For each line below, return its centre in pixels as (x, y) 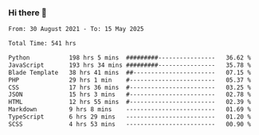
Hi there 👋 (28, 13)
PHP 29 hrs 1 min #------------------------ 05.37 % (129, 80)
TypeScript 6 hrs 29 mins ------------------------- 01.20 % (129, 117)
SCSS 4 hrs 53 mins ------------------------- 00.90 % (129, 124)
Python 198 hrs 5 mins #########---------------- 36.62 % (129, 58)
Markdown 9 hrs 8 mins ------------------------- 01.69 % (129, 110)
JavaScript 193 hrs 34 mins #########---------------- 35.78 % (129, 65)
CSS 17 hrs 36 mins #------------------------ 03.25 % (129, 87)
